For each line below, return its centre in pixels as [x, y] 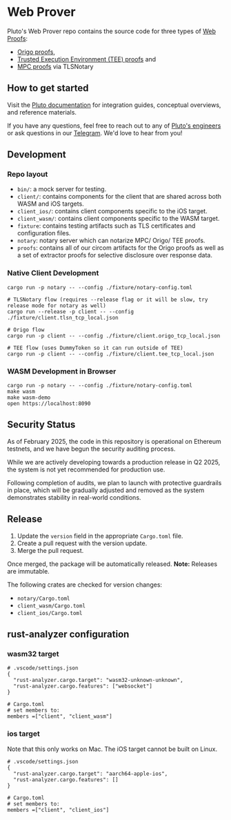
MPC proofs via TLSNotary [55, 66]
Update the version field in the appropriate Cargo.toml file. [100, 536]
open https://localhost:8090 [49, 404]
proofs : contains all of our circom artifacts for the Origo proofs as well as [120, 248]
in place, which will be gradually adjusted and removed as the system [106, 490]
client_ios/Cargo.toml [50, 613]
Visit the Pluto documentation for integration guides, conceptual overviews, [114, 105]
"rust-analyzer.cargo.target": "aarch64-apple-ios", [91, 774]
